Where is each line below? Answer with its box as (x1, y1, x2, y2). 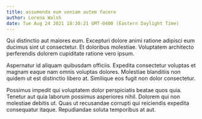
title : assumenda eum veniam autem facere (6, 9, 116, 15)
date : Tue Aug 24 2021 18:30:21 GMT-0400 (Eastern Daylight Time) (6, 20, 179, 26)
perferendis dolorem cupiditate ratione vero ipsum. (6, 50, 135, 57)
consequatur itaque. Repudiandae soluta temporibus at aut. (6, 106, 156, 114)
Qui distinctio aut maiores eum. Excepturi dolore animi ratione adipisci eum (6, 37, 195, 45)
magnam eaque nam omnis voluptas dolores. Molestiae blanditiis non (6, 68, 181, 76)
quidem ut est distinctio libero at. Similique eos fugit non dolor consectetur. (6, 74, 196, 82)
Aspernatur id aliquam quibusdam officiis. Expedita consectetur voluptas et (6, 62, 196, 69)
